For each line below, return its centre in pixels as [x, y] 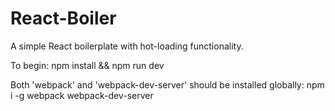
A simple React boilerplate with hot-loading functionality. [127, 46]
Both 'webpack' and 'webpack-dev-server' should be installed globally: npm [167, 84]
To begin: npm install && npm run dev [87, 65]
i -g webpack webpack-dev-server [82, 95]
